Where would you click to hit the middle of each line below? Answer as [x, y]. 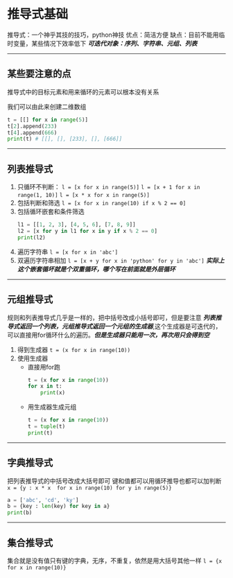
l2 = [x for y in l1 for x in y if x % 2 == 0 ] [87, 231]
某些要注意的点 [39, 74]
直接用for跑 [44, 367]
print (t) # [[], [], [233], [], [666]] [65, 139]
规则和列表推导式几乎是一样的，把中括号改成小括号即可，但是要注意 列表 [111, 317]
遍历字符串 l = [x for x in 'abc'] [68, 252]
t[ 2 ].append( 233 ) [32, 126]
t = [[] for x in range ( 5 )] [48, 120]
